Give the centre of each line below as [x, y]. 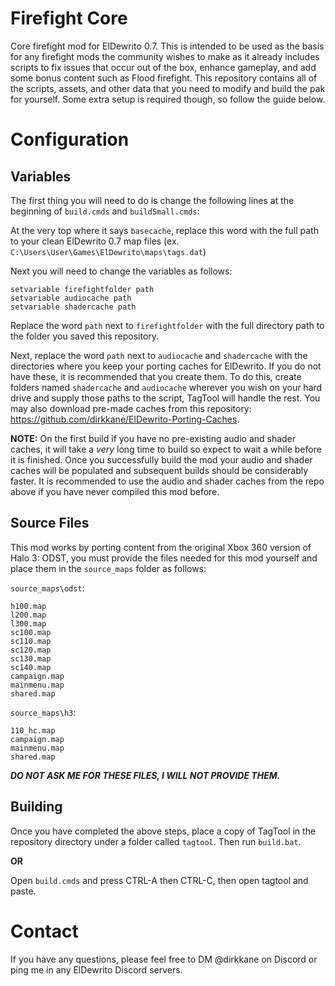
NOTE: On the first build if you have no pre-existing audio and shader [153, 438]
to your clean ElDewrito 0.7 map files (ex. [95, 241]
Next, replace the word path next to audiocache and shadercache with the [159, 355]
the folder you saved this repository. [85, 336]
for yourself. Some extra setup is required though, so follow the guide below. [168, 99]
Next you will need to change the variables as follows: [121, 271]
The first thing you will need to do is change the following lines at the [152, 200]
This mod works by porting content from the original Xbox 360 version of [161, 547]
